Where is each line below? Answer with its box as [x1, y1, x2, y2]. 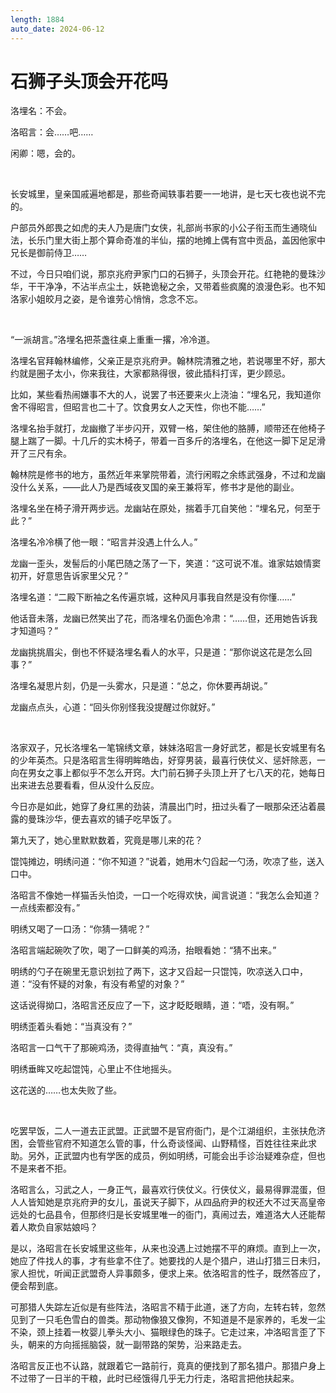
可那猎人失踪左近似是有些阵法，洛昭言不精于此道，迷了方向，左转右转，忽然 [10, 1301, 326, 1313]
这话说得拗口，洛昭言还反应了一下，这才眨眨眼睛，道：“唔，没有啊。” [10, 999, 295, 1011]
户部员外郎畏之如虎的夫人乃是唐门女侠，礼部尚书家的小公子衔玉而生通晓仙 [10, 222, 317, 234]
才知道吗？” [10, 625, 59, 637]
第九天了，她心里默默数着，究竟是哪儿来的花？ [10, 834, 203, 846]
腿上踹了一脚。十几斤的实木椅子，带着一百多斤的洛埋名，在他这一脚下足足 [10, 435, 317, 447]
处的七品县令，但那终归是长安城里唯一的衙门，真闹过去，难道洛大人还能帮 [18, 1209, 326, 1221]
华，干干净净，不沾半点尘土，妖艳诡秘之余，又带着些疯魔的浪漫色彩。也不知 [10, 281, 326, 293]
